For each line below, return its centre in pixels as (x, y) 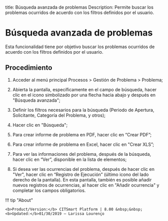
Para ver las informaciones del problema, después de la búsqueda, (82, 154)
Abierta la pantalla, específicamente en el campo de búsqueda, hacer (85, 89)
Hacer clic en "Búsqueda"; (40, 125)
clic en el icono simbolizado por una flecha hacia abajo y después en (84, 95)
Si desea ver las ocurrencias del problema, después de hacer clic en (83, 169)
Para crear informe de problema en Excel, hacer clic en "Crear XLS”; (83, 144)
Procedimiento (29, 68)
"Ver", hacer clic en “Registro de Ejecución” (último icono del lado (81, 174)
